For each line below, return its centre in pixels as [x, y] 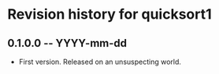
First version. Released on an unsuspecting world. [100, 62]
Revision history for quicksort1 [109, 14]
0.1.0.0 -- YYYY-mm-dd [67, 43]
